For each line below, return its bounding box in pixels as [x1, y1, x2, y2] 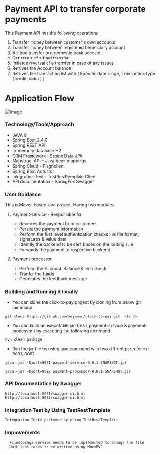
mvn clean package [5, 337, 42, 342]
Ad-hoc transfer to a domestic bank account [12, 50, 101, 56]
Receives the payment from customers [19, 221, 97, 227]
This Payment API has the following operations [5, 30, 98, 36]
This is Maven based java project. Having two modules [5, 202, 114, 208]
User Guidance [5, 191, 41, 198]
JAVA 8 [12, 132, 27, 138]
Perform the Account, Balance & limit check [19, 266, 107, 272]
